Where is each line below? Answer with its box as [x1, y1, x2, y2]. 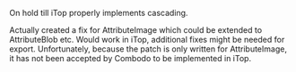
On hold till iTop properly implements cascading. [9, 8, 188, 18]
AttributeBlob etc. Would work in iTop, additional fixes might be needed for [9, 35, 285, 44]
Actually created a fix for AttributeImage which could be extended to [9, 25, 263, 35]
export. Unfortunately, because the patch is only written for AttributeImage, [9, 44, 287, 54]
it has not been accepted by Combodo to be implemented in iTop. [9, 53, 252, 63]
